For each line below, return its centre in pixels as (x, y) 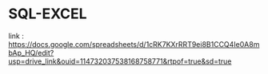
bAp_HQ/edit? (31, 53)
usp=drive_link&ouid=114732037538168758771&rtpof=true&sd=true (120, 61)
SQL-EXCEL (48, 14)
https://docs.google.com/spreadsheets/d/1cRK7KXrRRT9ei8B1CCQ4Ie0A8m (134, 44)
